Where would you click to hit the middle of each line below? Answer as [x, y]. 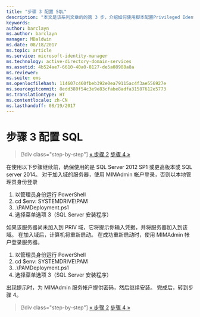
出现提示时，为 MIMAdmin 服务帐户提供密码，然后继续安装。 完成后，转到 [97, 288]
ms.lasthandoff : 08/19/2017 [41, 106]
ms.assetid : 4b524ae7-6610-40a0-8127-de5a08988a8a [70, 67]
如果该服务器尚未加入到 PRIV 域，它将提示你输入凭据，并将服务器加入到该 [97, 227]
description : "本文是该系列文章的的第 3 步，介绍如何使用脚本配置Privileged [93, 17]
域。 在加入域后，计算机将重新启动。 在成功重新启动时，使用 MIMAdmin [95, 235]
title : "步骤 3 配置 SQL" [37, 12]
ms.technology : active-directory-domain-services [69, 61]
